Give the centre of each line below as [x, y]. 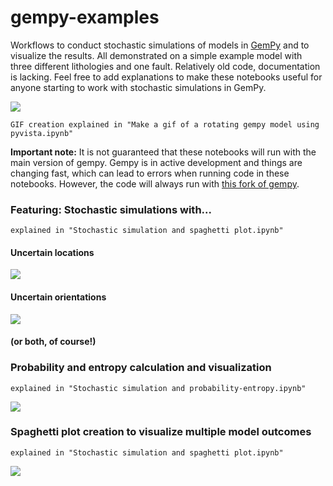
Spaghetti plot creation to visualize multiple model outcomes [161, 432]
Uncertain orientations [58, 297]
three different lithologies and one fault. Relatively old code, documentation [165, 66]
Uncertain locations [52, 252]
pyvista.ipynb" [42, 133]
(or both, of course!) [53, 342]
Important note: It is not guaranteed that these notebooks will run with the [163, 152]
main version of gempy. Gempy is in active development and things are [156, 162]
